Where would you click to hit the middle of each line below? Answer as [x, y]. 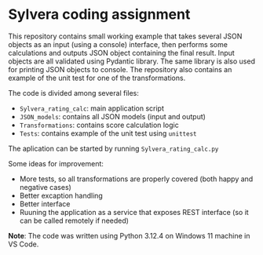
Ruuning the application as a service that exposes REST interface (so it [134, 212]
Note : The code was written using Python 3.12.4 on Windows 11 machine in [129, 235]
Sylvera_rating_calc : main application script [92, 108]
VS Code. [24, 244]
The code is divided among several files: [74, 93]
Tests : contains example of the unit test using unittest [108, 133]
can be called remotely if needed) [74, 220]
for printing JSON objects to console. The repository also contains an [120, 69]
